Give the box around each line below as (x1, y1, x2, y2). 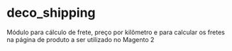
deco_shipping (6, 5, 96, 21)
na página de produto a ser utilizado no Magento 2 (6, 35, 155, 43)
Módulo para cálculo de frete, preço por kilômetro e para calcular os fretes (6, 28, 225, 36)
